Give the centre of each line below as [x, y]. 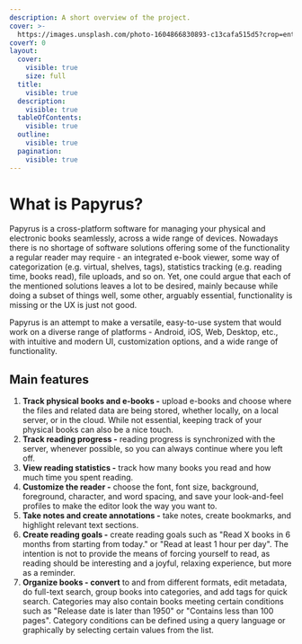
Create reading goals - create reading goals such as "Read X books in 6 [156, 534]
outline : [34, 135]
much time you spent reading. [78, 478]
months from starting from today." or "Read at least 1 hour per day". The [155, 544]
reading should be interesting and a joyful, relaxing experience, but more [157, 563]
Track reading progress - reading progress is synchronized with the [149, 439]
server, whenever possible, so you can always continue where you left [152, 449]
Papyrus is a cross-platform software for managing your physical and [138, 229]
